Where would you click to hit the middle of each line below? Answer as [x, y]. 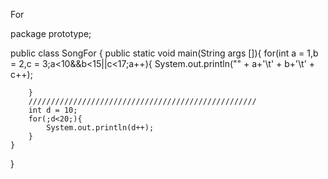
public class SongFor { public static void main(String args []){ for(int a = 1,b [164, 53]
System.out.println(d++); [100, 128]
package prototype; [51, 33]
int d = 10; [53, 110]
